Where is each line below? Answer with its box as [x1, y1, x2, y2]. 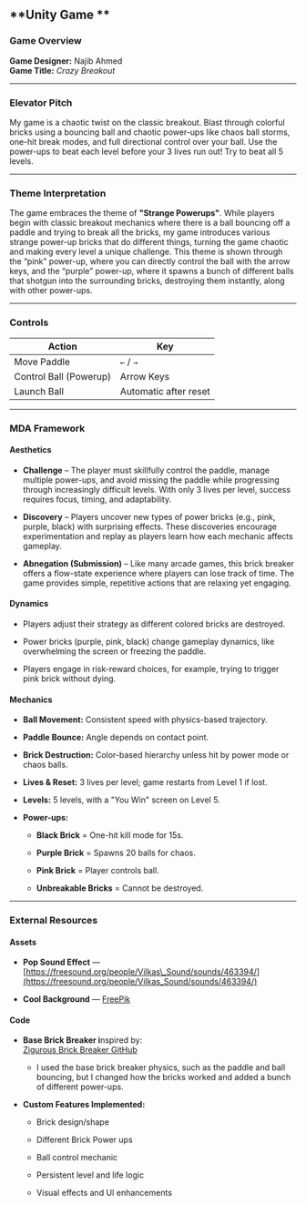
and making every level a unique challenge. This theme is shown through [9, 246, 283, 258]
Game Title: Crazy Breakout [9, 65, 116, 76]
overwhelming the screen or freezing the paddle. [22, 646, 207, 657]
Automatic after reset [119, 384, 211, 397]
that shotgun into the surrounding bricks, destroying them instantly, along [9, 275, 285, 286]
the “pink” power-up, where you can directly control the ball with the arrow [9, 256, 291, 267]
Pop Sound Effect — [22, 956, 101, 968]
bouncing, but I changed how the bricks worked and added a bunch [36, 1072, 291, 1083]
